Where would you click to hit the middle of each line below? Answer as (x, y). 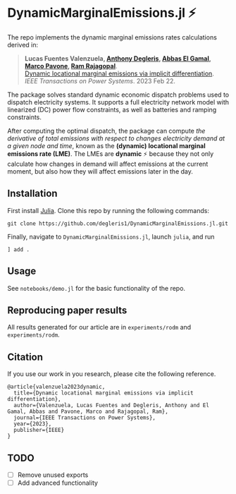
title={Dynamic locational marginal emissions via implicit (104, 393)
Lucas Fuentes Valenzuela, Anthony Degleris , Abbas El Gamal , (118, 58)
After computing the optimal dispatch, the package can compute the (106, 131)
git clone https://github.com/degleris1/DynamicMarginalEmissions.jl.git (118, 223)
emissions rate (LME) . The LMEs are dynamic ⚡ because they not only (111, 153)
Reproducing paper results (67, 310)
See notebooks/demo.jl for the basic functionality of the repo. (96, 288)
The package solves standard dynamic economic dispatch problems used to (118, 95)
